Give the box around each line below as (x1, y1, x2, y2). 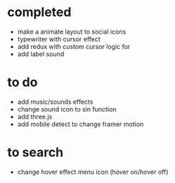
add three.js (17, 112, 53, 121)
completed (7, 4, 72, 20)
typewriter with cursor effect (17, 34, 101, 43)
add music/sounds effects (17, 97, 93, 106)
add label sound (17, 50, 65, 58)
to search (7, 144, 64, 161)
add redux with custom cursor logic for (17, 42, 131, 50)
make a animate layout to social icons (17, 27, 127, 36)
